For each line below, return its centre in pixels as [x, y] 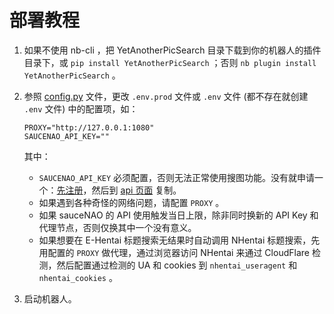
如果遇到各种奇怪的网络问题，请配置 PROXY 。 [131, 202]
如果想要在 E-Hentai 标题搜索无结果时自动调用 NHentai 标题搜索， [175, 240]
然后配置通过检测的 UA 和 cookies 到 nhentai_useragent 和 [177, 265]
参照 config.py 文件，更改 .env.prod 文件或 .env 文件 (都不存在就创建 [166, 96]
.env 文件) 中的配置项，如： [81, 108]
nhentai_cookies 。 [78, 277]
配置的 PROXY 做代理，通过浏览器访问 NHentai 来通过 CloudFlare [178, 252]
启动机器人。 [50, 298]
